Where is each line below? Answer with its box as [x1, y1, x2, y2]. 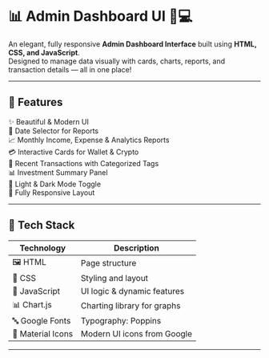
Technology [19, 242, 66, 254]
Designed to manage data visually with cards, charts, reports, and [8, 56, 226, 66]
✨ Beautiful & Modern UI [8, 116, 90, 126]
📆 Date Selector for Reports [8, 126, 99, 136]
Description [113, 242, 160, 254]
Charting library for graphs [80, 300, 181, 311]
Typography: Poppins [80, 315, 162, 326]
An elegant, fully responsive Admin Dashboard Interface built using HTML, [8, 39, 257, 49]
